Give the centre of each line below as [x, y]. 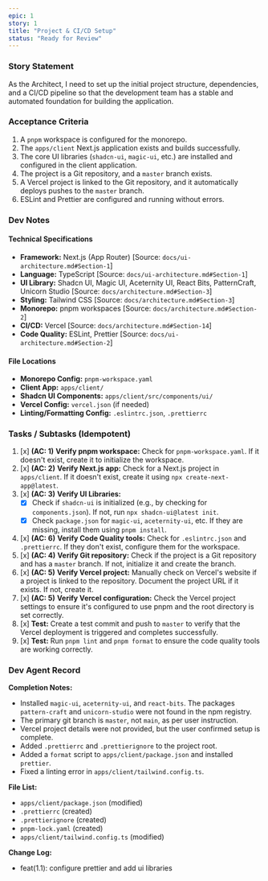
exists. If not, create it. [57, 589]
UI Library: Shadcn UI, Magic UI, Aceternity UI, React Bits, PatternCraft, [138, 282]
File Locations [32, 361]
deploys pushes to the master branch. [82, 191]
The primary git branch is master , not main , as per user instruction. [129, 720]
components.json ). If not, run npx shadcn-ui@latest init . [125, 512]
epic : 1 [21, 16]
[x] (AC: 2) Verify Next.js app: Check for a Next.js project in [119, 468]
